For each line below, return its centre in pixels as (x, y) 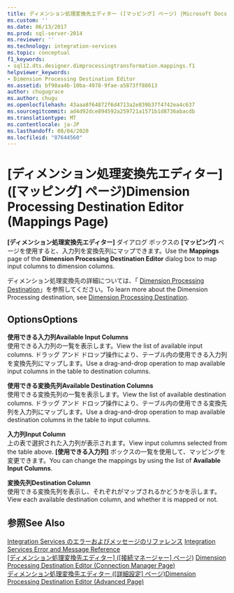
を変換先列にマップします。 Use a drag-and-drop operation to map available (116, 363)
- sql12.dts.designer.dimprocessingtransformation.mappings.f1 (101, 66)
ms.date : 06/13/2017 (37, 27)
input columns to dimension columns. (61, 266)
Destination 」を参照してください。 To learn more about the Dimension (108, 289)
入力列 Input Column (37, 434)
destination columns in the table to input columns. (79, 420)
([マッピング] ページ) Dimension (98, 191)
